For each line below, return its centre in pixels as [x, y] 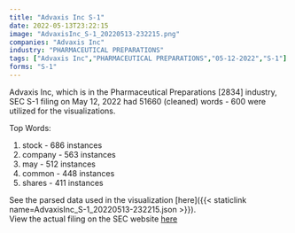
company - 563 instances [69, 154]
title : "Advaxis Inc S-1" [57, 17]
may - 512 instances [58, 164]
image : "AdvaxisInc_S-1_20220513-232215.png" [94, 34]
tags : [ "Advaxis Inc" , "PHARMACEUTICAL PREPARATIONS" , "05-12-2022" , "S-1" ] [148, 58]
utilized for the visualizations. [62, 111]
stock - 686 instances [62, 145]
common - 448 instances [68, 173]
